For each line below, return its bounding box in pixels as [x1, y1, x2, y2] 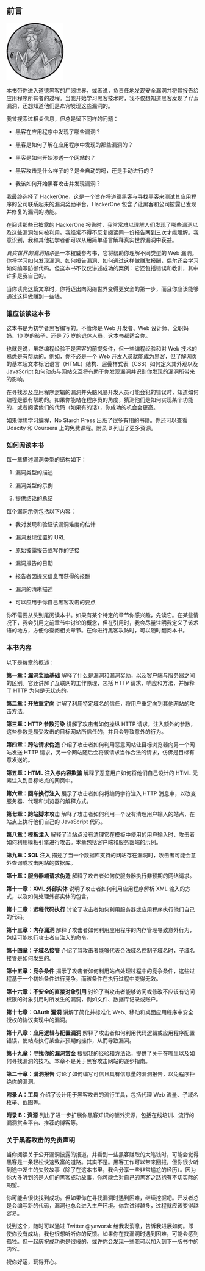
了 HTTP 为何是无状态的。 [6, 687, 72, 694]
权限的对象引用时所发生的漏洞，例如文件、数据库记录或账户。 [6, 995, 162, 1003]
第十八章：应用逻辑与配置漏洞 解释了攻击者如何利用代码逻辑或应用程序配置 [6, 1029, 195, 1036]
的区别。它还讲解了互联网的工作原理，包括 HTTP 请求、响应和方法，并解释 [6, 679, 195, 686]
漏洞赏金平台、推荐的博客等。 [6, 1119, 81, 1126]
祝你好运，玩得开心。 [6, 1258, 60, 1266]
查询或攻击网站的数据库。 [11, 859, 76, 866]
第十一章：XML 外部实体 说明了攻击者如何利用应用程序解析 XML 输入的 [6, 885, 185, 892]
